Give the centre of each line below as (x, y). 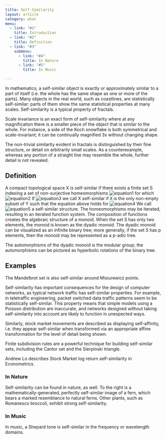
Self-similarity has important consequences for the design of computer (78, 287)
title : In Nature (41, 61)
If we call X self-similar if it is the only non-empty (95, 198)
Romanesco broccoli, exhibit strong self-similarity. (56, 403)
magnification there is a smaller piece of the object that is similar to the (78, 124)
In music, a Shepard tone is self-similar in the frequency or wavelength (77, 427)
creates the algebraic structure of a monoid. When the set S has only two (80, 219)
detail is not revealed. (27, 160)
